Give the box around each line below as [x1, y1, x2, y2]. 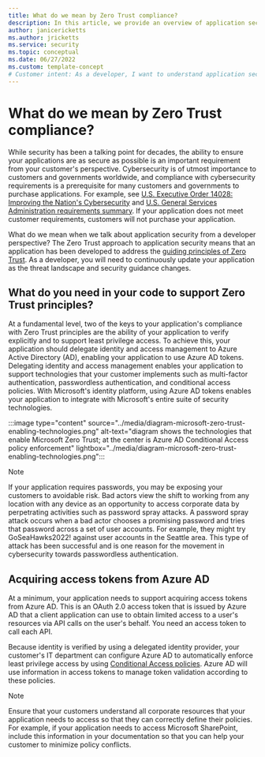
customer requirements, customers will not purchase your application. [8, 214, 237, 223]
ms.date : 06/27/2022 [8, 56, 77, 64]
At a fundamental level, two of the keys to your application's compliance [8, 319, 243, 328]
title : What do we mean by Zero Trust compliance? [8, 11, 178, 20]
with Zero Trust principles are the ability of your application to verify [8, 328, 230, 337]
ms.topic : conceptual [8, 48, 80, 56]
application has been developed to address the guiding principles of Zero [8, 246, 247, 256]
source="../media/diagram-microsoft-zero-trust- [88, 418, 246, 428]
